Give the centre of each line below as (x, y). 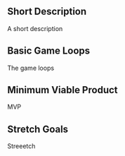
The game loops (31, 68)
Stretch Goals (38, 129)
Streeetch (21, 146)
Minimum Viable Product (63, 90)
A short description (35, 28)
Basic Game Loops (49, 51)
